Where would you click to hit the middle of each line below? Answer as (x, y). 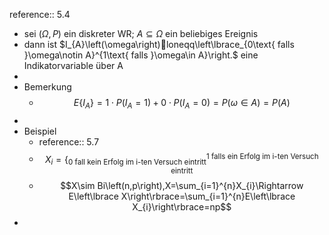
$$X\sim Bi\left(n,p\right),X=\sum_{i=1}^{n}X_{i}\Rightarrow (182, 186)
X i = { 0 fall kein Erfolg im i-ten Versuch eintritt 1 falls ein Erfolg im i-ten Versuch (181, 159)
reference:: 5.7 (69, 141)
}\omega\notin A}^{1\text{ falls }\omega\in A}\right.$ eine (141, 55)
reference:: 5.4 (40, 14)
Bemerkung (47, 87)
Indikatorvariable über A (73, 65)
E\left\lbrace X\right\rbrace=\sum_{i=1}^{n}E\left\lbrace (182, 196)
